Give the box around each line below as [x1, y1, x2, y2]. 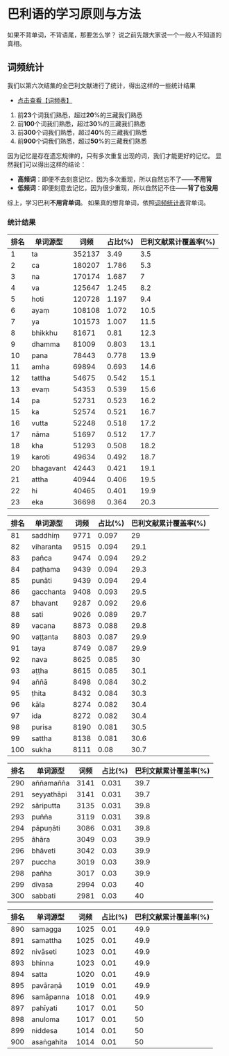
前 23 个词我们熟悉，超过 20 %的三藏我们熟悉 [17, 110, 143, 119]
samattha [31, 936, 62, 946]
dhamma [31, 339, 60, 349]
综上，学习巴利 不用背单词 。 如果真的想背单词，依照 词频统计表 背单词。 [7, 198, 210, 207]
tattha [31, 373, 51, 383]
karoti [31, 452, 51, 462]
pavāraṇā [31, 981, 62, 991]
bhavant [31, 598, 58, 608]
